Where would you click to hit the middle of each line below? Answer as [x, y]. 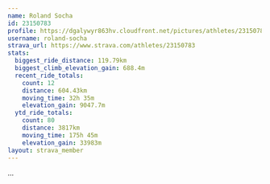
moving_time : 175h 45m [60, 135]
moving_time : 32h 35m [58, 98]
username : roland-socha [48, 38]
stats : [19, 53]
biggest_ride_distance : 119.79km [71, 61]
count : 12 [39, 83]
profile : [22, 31]
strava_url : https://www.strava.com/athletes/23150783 [102, 46]
